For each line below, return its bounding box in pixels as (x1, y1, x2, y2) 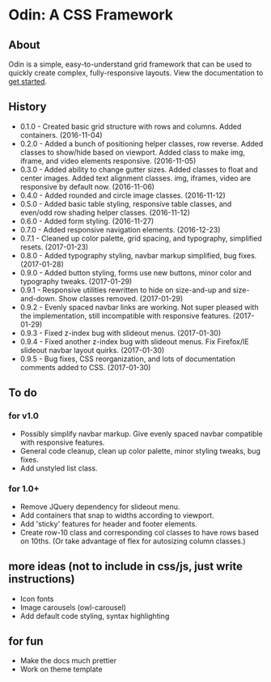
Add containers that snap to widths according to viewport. (19, 510, 214, 520)
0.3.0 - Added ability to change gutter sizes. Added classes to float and (19, 164, 258, 174)
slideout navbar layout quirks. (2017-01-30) (19, 345, 165, 355)
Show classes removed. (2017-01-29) (58, 293, 184, 303)
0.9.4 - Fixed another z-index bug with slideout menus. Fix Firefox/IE (19, 336, 249, 346)
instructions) (8, 573, 75, 586)
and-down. (19, 293, 57, 303)
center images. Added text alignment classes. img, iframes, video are (19, 173, 252, 183)
